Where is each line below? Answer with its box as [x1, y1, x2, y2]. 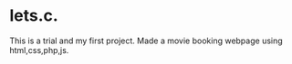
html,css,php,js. [9, 44, 69, 55]
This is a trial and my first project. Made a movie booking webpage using [9, 35, 283, 46]
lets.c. [9, 5, 59, 26]
